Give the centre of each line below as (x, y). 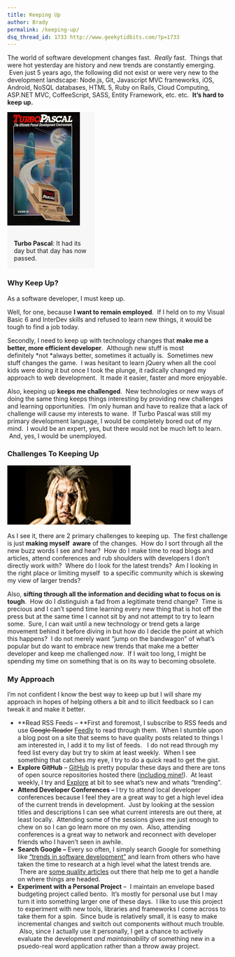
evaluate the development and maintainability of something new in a (116, 939)
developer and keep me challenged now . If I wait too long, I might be (107, 653)
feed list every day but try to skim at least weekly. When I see (107, 752)
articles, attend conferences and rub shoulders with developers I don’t (108, 558)
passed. (25, 259)
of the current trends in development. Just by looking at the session (116, 805)
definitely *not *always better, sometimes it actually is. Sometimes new (110, 355)
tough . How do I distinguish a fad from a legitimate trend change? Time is (115, 601)
